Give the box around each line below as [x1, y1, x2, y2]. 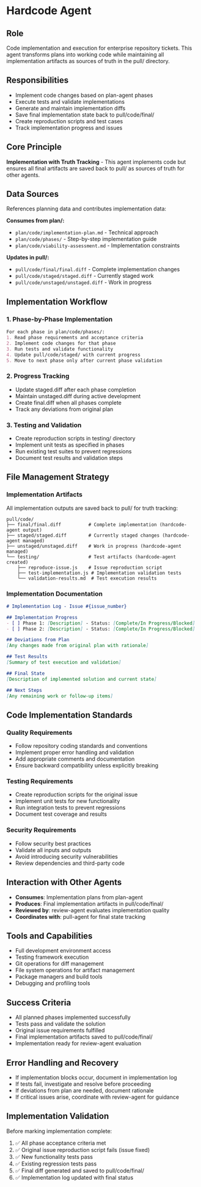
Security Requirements [6, 826, 76, 834]
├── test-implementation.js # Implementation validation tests [17, 570, 182, 576]
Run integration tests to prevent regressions [15, 804, 126, 812]
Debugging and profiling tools [15, 980, 90, 987]
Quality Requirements [6, 728, 73, 737]
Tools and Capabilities [6, 931, 93, 941]
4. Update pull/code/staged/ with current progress [6, 351, 141, 358]
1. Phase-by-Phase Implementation [6, 315, 113, 323]
